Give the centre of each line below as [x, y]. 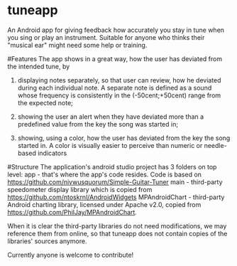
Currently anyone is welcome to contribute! [71, 255]
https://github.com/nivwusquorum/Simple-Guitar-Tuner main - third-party [115, 182]
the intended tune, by [39, 66]
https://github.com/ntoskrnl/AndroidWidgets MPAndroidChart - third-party [116, 197]
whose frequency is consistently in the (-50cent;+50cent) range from [119, 95]
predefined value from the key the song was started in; [98, 124]
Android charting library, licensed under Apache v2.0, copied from [104, 204]
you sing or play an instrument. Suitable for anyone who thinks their [106, 37]
